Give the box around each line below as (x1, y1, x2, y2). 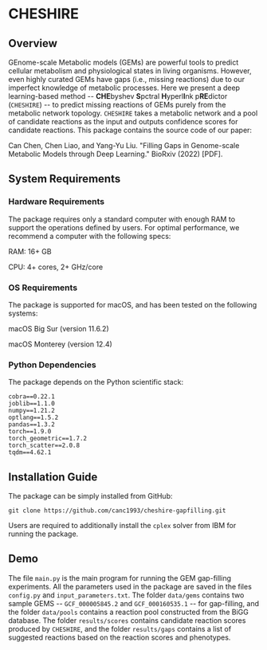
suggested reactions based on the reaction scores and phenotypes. (8, 632, 231, 642)
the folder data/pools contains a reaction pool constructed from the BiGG (8, 607, 249, 617)
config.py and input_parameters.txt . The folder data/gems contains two (8, 590, 245, 600)
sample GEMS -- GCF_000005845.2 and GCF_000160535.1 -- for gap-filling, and (8, 598, 260, 608)
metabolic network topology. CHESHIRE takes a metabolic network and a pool (8, 108, 258, 118)
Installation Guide (8, 470, 98, 484)
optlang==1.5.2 (8, 413, 59, 422)
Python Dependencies (8, 359, 97, 370)
